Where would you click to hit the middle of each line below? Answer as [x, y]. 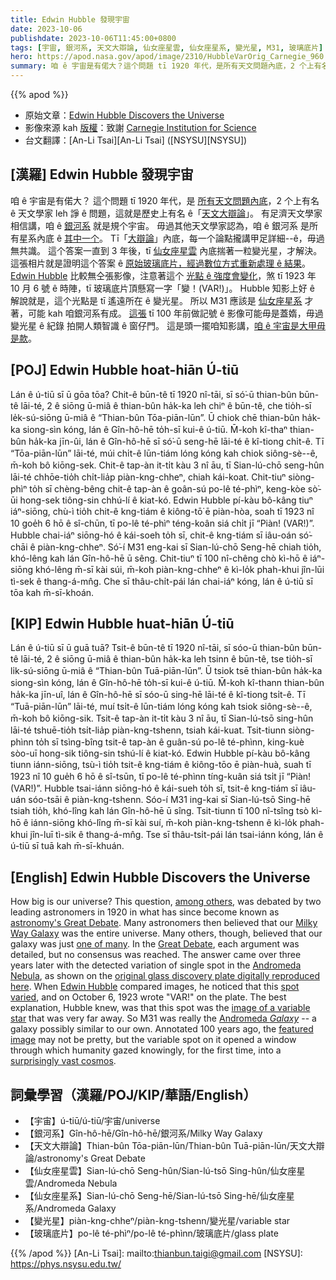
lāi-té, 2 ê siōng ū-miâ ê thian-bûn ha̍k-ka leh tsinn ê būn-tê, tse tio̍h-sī [166, 659]
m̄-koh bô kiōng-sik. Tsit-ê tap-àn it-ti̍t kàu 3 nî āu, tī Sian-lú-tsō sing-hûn [162, 718]
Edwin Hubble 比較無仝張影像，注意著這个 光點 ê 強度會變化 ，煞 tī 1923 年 [163, 275]
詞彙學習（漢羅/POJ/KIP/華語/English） [133, 1094]
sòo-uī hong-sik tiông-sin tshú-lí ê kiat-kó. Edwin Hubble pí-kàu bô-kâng [160, 753]
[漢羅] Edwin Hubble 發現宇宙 [102, 174]
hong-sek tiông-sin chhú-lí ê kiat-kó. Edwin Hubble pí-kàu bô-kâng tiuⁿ [166, 500]
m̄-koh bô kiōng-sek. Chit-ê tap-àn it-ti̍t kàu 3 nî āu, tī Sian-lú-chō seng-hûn [167, 465]
